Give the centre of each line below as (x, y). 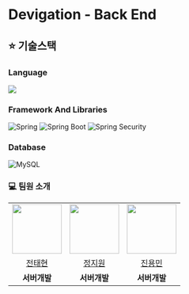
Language (28, 72)
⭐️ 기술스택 (32, 46)
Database (27, 147)
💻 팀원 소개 (29, 186)
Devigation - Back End (82, 15)
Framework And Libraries (58, 109)
